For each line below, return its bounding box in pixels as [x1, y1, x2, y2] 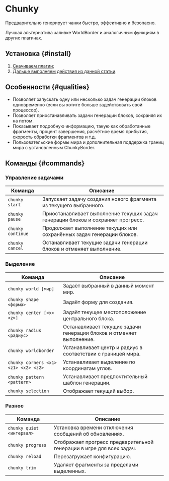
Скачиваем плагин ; [12, 63, 54, 69]
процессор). [12, 107, 39, 113]
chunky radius [8, 327, 42, 333]
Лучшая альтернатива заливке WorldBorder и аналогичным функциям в [5, 29, 159, 35]
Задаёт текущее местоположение [62, 309, 146, 316]
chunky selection [8, 388, 49, 394]
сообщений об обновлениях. [53, 430, 124, 437]
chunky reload [8, 453, 42, 459]
